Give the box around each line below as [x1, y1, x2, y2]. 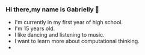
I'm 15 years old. [14, 25, 55, 32]
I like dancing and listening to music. [14, 31, 105, 38]
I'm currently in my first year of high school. [14, 19, 123, 26]
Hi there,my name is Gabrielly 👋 [5, 5, 100, 14]
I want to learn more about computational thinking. [14, 38, 140, 45]
